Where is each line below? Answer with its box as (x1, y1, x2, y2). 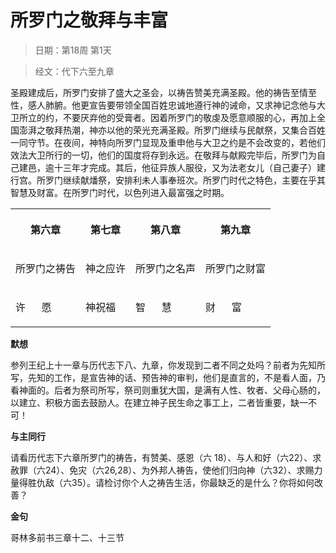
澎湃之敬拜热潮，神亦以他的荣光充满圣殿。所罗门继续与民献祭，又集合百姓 (18, 124, 326, 136)
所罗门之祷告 (15, 261, 77, 275)
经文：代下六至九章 (34, 65, 115, 77)
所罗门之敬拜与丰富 (10, 9, 169, 32)
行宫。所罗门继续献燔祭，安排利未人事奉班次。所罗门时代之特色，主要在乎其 (10, 174, 326, 186)
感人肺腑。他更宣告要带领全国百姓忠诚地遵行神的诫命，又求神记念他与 (27, 99, 317, 111)
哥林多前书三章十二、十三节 (10, 531, 125, 543)
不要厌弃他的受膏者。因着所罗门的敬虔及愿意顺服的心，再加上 (62, 111, 317, 123)
